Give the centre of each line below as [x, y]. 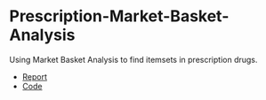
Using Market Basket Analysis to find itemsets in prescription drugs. [133, 59]
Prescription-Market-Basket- [119, 16]
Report [34, 76]
